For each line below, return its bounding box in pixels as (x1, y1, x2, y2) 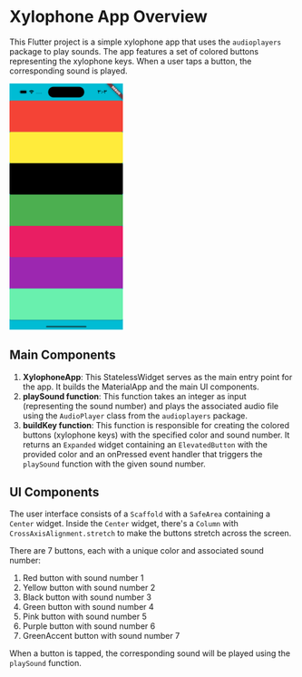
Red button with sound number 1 (22, 573, 144, 584)
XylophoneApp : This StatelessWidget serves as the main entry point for (22, 371, 293, 382)
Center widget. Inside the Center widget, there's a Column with (9, 518, 239, 529)
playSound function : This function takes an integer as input (22, 390, 247, 401)
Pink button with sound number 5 (22, 611, 148, 623)
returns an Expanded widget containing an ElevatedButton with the (22, 438, 268, 450)
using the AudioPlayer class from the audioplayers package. (22, 410, 248, 421)
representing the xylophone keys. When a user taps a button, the (9, 55, 252, 66)
